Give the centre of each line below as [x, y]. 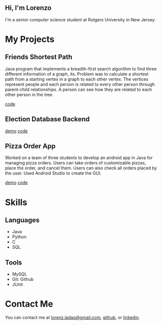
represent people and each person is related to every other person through [80, 84]
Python [19, 237]
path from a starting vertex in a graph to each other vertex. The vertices [77, 79]
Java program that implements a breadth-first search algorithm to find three [81, 69]
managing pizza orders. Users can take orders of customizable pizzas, [76, 163]
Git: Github [23, 279]
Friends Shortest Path [39, 57]
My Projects [30, 39]
